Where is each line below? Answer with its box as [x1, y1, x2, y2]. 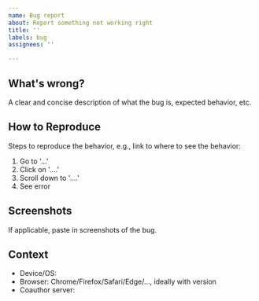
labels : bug [8, 33, 47, 42]
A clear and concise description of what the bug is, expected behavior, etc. [8, 97, 252, 107]
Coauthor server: [19, 285, 76, 295]
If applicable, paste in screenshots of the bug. [8, 225, 157, 234]
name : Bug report [8, 11, 65, 20]
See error [19, 182, 51, 191]
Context [8, 248, 49, 261]
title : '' [8, 26, 41, 34]
